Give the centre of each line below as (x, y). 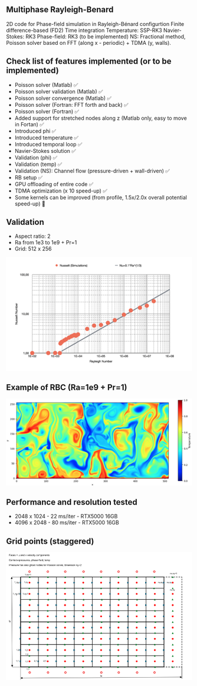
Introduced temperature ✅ (46, 138)
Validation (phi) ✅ (36, 157)
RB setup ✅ (29, 177)
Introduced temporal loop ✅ (48, 144)
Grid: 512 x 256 (33, 249)
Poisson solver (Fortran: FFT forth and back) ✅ (71, 104)
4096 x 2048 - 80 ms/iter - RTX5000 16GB (67, 522)
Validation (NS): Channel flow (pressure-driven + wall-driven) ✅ (92, 171)
